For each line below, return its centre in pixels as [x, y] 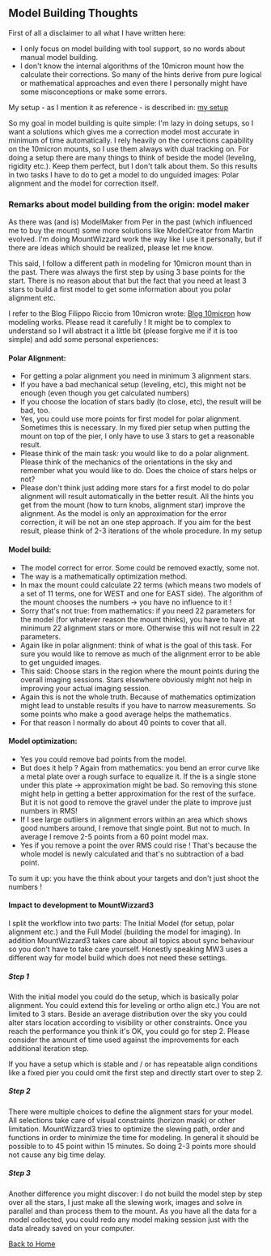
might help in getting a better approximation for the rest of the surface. [138, 793]
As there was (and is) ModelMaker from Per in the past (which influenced [130, 222]
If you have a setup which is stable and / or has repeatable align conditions [133, 1064]
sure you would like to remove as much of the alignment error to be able [140, 654]
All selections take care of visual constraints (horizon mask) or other [122, 1120]
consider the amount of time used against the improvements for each [124, 1040]
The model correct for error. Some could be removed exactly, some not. [140, 567]
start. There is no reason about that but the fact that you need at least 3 [127, 281]
